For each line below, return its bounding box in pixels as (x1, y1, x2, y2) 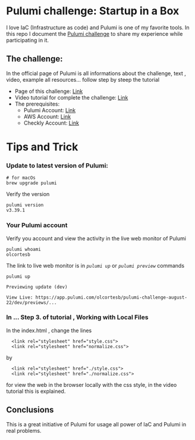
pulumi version (6, 202, 44, 208)
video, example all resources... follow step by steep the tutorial (6, 76, 159, 83)
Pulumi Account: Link (23, 106, 76, 114)
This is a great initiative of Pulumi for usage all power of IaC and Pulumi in (6, 420, 186, 427)
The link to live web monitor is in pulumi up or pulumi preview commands (6, 262, 185, 269)
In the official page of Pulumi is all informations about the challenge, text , (6, 70, 186, 77)
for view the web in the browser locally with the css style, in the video (6, 381, 177, 388)
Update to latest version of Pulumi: (6, 161, 109, 169)
